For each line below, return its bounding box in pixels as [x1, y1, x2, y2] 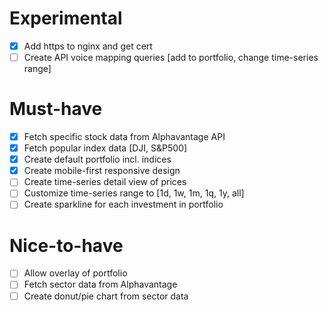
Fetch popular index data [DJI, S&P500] [23, 142, 188, 154]
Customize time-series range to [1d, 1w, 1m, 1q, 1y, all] [23, 187, 245, 199]
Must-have [9, 98, 103, 121]
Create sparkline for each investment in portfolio [23, 198, 224, 211]
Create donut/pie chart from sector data [23, 290, 189, 302]
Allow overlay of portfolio [23, 267, 128, 279]
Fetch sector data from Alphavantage [23, 278, 178, 291]
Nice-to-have [9, 234, 124, 257]
